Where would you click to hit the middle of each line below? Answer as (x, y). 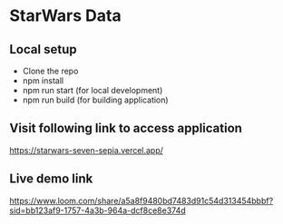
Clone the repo (50, 71)
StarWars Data (65, 16)
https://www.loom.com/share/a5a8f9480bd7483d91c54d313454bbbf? (141, 200)
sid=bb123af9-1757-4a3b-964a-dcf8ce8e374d (98, 210)
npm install (43, 81)
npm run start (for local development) (93, 90)
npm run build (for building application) (96, 100)
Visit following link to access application (126, 128)
